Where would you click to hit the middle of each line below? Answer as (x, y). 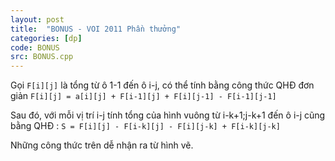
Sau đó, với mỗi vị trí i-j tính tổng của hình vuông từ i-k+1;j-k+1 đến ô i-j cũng (168, 115)
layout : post (37, 19)
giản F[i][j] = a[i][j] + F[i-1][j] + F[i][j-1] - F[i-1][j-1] (143, 96)
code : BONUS (35, 47)
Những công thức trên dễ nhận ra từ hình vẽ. (102, 145)
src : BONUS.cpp (42, 57)
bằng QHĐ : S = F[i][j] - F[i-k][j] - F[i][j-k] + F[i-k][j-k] (145, 126)
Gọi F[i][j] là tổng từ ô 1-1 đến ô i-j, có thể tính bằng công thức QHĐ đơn (162, 85)
